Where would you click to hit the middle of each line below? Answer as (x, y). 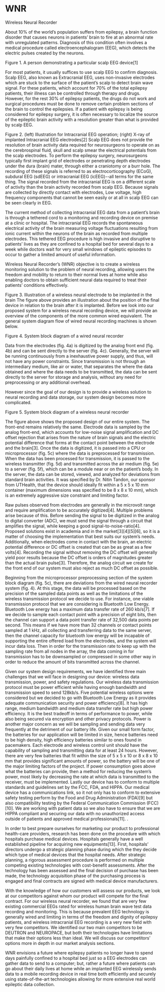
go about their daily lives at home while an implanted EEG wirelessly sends (81, 968)
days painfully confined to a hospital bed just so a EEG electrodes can (76, 958)
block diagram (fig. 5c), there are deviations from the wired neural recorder (81, 583)
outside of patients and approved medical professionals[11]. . (67, 819)
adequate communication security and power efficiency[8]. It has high (76, 703)
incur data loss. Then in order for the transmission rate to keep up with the (81, 646)
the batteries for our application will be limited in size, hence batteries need (82, 734)
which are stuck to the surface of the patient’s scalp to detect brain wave (79, 83)
